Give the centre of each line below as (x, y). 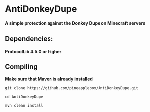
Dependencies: (29, 39)
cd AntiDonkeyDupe (24, 97)
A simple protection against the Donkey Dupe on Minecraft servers (75, 23)
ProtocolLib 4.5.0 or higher (33, 51)
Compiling (22, 67)
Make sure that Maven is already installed (49, 79)
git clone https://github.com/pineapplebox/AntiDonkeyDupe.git (72, 88)
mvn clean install (24, 105)
